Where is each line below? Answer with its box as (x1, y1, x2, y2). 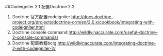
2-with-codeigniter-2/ (12, 45, 56, 51)
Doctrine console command (12, 30, 68, 35)
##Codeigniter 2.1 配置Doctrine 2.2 (5, 4, 75, 9)
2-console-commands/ (12, 34, 59, 40)
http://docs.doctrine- (71, 14, 114, 20)
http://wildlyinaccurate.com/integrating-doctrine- (57, 40, 156, 46)
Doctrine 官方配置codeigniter (12, 14, 70, 20)
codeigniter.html (12, 24, 45, 30)
